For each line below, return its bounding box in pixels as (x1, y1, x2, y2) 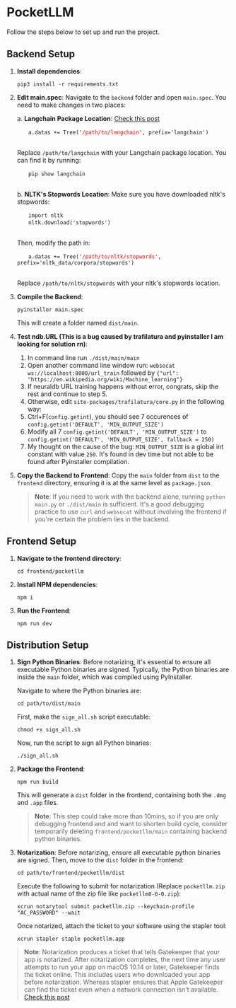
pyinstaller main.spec (16, 306, 84, 313)
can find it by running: (16, 156, 81, 164)
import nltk (28, 212, 64, 219)
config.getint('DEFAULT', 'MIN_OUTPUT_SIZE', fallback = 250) (27, 436, 215, 443)
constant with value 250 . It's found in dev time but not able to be (27, 450, 213, 458)
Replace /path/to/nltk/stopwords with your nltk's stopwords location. (16, 279, 220, 287)
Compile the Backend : (16, 292, 83, 301)
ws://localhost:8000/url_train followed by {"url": (27, 369, 179, 377)
